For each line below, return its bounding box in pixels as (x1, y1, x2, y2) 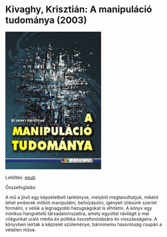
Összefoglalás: (5, 184, 37, 190)
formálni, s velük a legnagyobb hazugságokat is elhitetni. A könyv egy (5, 205, 152, 211)
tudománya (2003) (5, 14, 87, 26)
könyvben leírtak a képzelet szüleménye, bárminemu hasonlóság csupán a (5, 221, 162, 227)
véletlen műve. (5, 226, 36, 233)
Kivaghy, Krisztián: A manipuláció (5, 4, 152, 15)
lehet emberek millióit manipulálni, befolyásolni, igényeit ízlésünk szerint (5, 199, 157, 205)
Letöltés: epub (5, 174, 36, 180)
